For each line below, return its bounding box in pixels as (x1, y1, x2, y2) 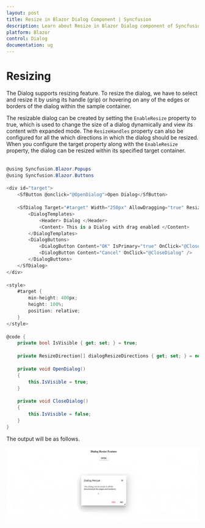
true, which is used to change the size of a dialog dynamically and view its (6, 121, 193, 128)
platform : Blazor (6, 29, 51, 35)
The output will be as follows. (6, 435, 81, 442)
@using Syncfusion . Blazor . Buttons (6, 172, 95, 179)
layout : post (6, 10, 40, 16)
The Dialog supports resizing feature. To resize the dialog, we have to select (6, 89, 198, 97)
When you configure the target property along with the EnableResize (6, 140, 178, 147)
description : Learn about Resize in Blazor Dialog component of (6, 23, 173, 29)
